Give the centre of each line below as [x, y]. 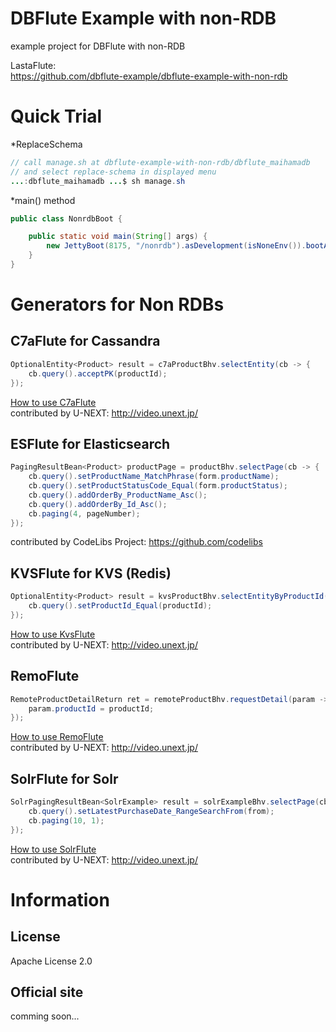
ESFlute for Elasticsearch [90, 443]
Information [60, 899]
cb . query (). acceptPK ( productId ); [98, 373]
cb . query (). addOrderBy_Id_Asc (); [98, 504]
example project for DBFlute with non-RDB [98, 46]
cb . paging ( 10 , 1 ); [66, 820]
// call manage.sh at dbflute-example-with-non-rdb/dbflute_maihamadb [160, 162]
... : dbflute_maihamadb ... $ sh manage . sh [98, 181]
